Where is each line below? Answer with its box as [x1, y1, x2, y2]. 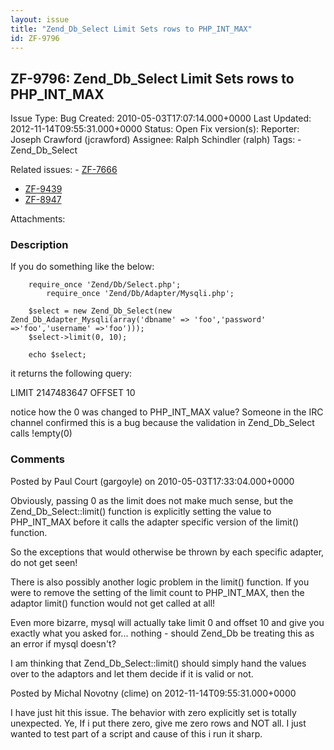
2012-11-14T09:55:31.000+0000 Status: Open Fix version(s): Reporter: [10, 123, 300, 135]
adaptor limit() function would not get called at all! [10, 597, 216, 609]
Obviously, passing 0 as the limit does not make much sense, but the [10, 494, 294, 506]
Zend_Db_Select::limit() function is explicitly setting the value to [10, 505, 272, 517]
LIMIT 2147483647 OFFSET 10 [10, 387, 136, 399]
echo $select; [28, 350, 87, 360]
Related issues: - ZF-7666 [10, 164, 118, 176]
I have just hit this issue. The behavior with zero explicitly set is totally [10, 706, 297, 718]
